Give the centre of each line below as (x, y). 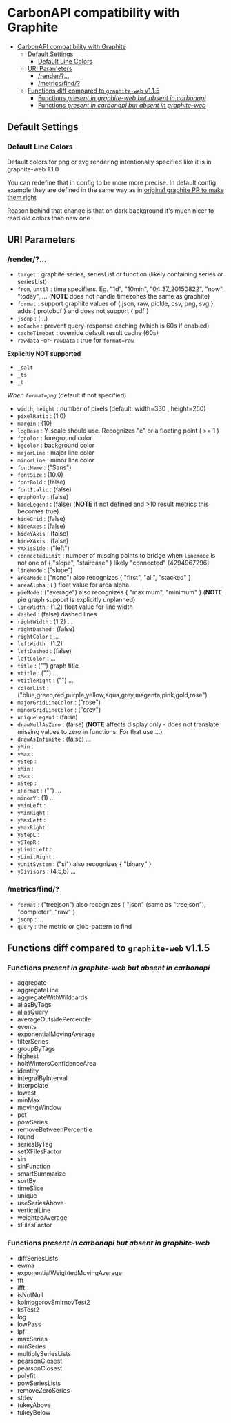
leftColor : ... (37, 659)
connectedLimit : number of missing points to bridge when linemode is (116, 556)
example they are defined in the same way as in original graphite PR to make (115, 190)
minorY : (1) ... (36, 798)
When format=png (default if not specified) (67, 395)
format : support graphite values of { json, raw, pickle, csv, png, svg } (115, 304)
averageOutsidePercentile (54, 1019)
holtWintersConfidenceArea (57, 1064)
